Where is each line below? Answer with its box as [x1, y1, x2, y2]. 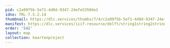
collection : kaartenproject [5, 35, 65, 40]
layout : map [5, 30, 30, 35]
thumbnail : [5, 16, 28, 21]
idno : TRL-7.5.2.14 [5, 12, 47, 17]
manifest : [5, 21, 26, 26]
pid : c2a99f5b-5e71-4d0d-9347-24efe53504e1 [5, 7, 99, 12]
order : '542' [5, 26, 33, 31]
